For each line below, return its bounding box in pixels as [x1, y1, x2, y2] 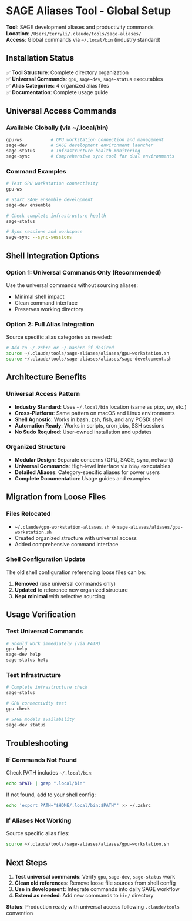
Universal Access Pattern [6, 390, 80, 398]
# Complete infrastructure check [6, 684, 88, 690]
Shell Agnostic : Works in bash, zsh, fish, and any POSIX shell [14, 416, 164, 423]
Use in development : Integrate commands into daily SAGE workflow [14, 885, 180, 892]
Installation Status [6, 53, 75, 63]
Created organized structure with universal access [14, 534, 137, 542]
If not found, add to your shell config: [6, 791, 96, 798]
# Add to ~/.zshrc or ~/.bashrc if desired [6, 345, 114, 351]
